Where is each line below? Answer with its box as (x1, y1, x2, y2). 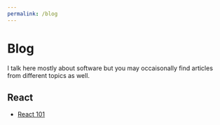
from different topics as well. (7, 71, 90, 79)
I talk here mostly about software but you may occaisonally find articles (7, 64, 214, 72)
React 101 (17, 110, 46, 119)
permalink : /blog (7, 10, 58, 18)
